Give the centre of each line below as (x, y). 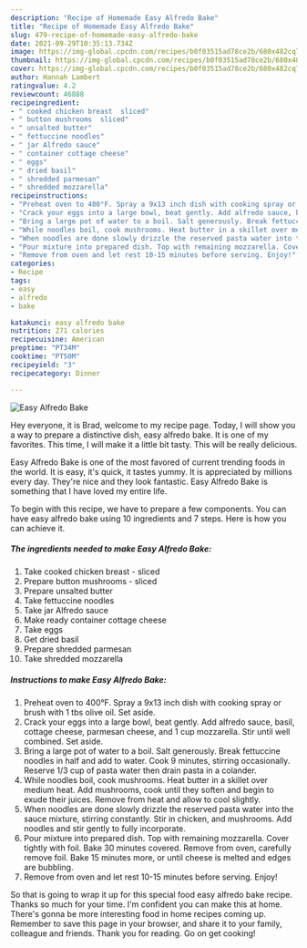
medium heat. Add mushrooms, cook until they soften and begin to (148, 790)
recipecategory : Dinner (56, 373)
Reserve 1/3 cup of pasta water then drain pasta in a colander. (140, 770)
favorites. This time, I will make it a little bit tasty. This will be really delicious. (154, 444)
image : (23, 52)
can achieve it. (38, 528)
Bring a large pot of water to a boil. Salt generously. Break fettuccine (152, 751)
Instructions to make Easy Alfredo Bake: (88, 680)
